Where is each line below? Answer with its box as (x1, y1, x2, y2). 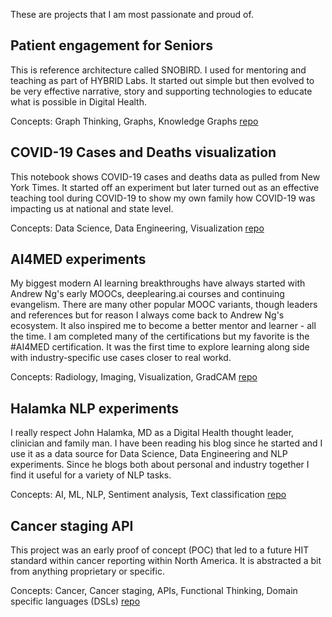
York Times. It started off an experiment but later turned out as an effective (10, 181, 320, 193)
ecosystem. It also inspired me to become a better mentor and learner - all (10, 320, 317, 332)
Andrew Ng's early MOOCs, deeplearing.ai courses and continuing (10, 288, 285, 300)
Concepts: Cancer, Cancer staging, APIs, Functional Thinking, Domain (10, 585, 298, 597)
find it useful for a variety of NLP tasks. (10, 469, 172, 481)
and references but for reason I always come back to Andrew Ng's (10, 309, 285, 321)
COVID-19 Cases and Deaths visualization (10, 144, 277, 161)
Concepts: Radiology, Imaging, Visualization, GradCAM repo (10, 371, 258, 383)
